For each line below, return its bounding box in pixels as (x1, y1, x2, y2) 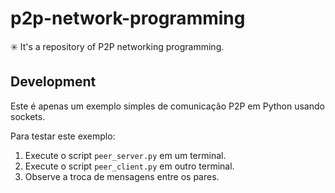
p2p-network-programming (10, 7, 246, 30)
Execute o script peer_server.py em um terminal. (24, 149, 227, 161)
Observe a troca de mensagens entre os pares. (24, 170, 220, 182)
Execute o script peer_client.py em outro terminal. (24, 160, 235, 172)
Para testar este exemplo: (10, 130, 116, 142)
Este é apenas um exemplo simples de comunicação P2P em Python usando (10, 100, 325, 112)
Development (10, 73, 97, 91)
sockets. (10, 110, 46, 122)
